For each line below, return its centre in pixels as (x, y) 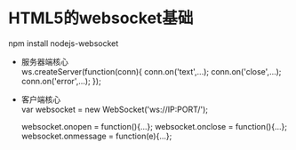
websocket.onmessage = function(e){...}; (96, 136)
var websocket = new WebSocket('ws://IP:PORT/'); (115, 109)
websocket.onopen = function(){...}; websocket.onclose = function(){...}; (154, 126)
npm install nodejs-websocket (64, 43)
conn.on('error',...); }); (61, 81)
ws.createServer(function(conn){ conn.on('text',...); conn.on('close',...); (151, 71)
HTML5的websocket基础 (101, 18)
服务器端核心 (44, 61)
